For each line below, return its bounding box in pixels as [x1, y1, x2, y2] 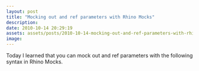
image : [6, 36, 23, 42]
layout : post [6, 8, 38, 15]
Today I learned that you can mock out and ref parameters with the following [6, 52, 193, 59]
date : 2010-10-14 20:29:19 [6, 25, 73, 31]
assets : [6, 31, 25, 36]
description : [6, 19, 38, 25]
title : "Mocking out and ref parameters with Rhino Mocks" [6, 14, 155, 20]
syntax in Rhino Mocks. [6, 58, 63, 65]
